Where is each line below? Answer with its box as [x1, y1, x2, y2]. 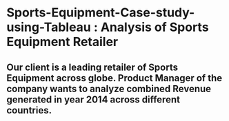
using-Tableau [6, 19, 91, 35]
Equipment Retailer [6, 34, 119, 49]
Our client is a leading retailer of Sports [6, 61, 179, 73]
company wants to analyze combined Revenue [6, 82, 212, 94]
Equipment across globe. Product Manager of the [6, 72, 223, 84]
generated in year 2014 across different [6, 93, 181, 105]
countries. [6, 104, 52, 116]
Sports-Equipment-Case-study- [6, 5, 195, 21]
